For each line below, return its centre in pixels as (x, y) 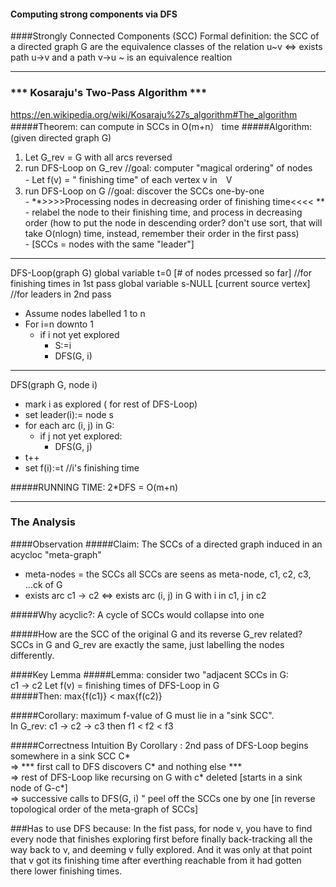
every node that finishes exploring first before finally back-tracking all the (161, 839)
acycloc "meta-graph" (56, 554)
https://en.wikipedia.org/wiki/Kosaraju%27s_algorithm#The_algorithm (154, 114)
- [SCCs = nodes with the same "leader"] (109, 244)
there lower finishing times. (66, 871)
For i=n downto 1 (59, 324)
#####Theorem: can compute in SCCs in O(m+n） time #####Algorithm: (161, 126)
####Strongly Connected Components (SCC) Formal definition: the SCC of (165, 36)
